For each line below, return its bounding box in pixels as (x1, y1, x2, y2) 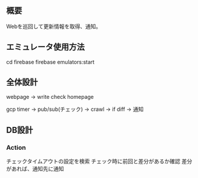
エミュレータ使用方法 (6, 42, 85, 52)
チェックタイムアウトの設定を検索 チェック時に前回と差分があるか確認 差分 (6, 158, 193, 165)
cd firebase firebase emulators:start (6, 58, 95, 65)
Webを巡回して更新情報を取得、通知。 (6, 23, 102, 30)
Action (6, 143, 26, 152)
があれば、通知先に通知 (6, 165, 64, 173)
